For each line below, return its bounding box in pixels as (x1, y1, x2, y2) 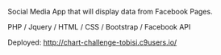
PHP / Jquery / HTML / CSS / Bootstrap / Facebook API (7, 22, 191, 31)
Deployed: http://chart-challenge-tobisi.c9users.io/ (7, 37, 177, 47)
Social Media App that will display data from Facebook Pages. (7, 7, 213, 16)
